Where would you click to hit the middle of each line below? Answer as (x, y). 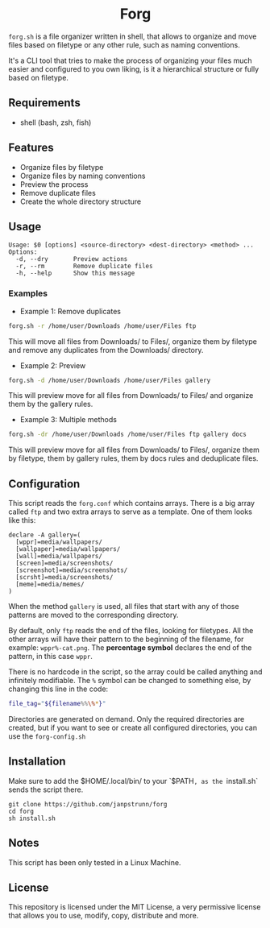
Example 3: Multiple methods (68, 420)
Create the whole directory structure (81, 201)
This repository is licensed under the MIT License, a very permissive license (135, 907)
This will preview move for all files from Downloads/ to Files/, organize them (134, 450)
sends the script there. (46, 789)
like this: (22, 520)
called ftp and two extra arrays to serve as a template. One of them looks (130, 512)
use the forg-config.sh (47, 736)
